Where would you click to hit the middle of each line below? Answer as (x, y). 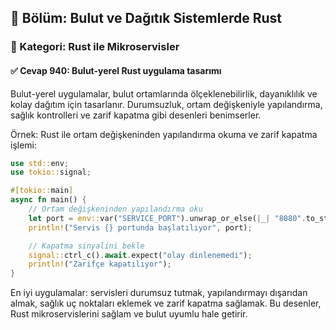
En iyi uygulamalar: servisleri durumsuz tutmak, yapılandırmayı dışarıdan (159, 293)
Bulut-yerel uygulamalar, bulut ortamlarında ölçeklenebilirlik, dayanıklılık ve (164, 93)
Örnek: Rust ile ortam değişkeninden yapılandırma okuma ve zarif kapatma (164, 134)
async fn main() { (48, 200)
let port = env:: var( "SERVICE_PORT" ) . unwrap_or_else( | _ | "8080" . (167, 218)
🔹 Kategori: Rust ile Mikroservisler (95, 47)
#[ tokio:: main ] (42, 191)
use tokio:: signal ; (51, 172)
